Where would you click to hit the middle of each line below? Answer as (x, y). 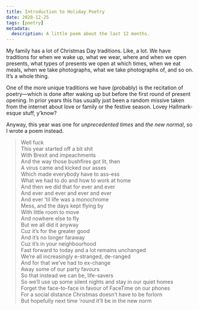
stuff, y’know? (40, 113)
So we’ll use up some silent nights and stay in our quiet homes (97, 282)
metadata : (18, 28)
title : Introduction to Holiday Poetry (56, 12)
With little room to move (50, 212)
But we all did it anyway (50, 225)
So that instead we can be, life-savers (67, 275)
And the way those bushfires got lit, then (70, 162)
